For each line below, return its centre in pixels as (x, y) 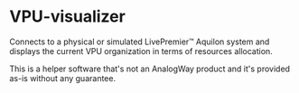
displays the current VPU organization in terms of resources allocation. (141, 51)
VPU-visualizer (68, 17)
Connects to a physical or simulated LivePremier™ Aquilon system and (140, 42)
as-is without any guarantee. (62, 78)
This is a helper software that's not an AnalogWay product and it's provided (150, 69)
